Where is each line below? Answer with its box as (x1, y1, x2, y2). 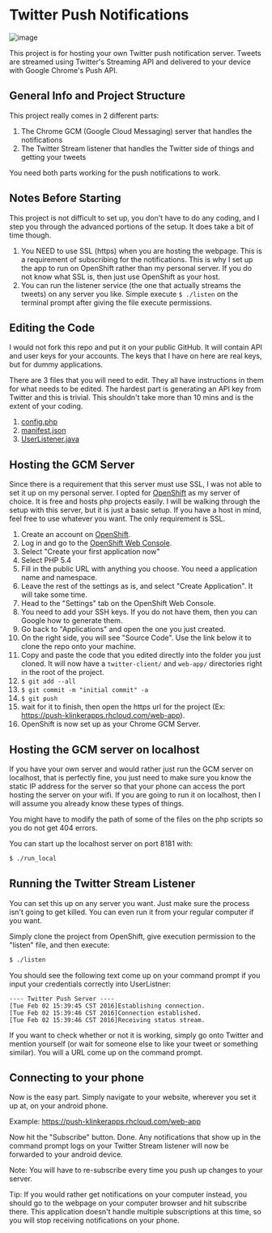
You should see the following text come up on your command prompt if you (9, 970, 261, 980)
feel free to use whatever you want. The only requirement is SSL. (9, 513, 226, 524)
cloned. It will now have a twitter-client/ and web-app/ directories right (20, 659, 262, 668)
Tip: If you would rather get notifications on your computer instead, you (9, 1190, 248, 1200)
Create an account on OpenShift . (20, 530, 131, 539)
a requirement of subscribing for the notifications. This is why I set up (20, 254, 253, 264)
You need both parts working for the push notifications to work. (9, 168, 221, 178)
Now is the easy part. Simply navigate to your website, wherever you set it (9, 1093, 257, 1102)
